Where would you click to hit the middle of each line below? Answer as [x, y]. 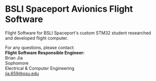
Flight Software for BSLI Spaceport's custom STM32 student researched [78, 33]
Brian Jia [14, 58]
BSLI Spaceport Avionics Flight [69, 9]
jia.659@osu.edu [22, 73]
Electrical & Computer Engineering [40, 68]
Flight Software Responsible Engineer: [45, 53]
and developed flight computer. [37, 38]
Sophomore [17, 63]
